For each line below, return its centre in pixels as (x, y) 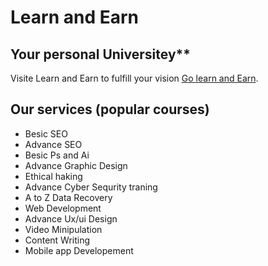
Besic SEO (46, 133)
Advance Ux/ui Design (71, 218)
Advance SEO (53, 144)
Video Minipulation (63, 229)
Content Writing (57, 240)
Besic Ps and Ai (57, 155)
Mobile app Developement (79, 250)
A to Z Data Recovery (68, 197)
